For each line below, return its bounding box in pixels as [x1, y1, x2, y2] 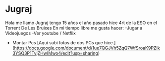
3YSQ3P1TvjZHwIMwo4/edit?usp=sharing [12, 50, 98, 56]
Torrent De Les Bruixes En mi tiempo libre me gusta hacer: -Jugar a [5, 25, 143, 30]
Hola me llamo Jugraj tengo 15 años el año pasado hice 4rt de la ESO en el [5, 20, 157, 26]
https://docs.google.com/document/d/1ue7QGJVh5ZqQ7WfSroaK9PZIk [14, 45, 160, 51]
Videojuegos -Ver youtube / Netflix [5, 30, 76, 36]
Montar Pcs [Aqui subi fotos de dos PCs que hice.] [12, 39, 116, 45]
